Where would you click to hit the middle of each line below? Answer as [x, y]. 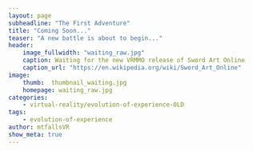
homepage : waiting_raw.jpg [68, 90]
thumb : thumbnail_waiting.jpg [75, 82]
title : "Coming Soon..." [50, 30]
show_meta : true [35, 134]
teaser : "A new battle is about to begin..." [85, 38]
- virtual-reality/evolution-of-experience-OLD [103, 105]
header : [21, 46]
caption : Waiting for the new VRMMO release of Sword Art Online [134, 61]
